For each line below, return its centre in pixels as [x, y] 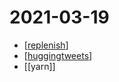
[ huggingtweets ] [58, 55]
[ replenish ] [46, 45]
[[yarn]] [39, 66]
